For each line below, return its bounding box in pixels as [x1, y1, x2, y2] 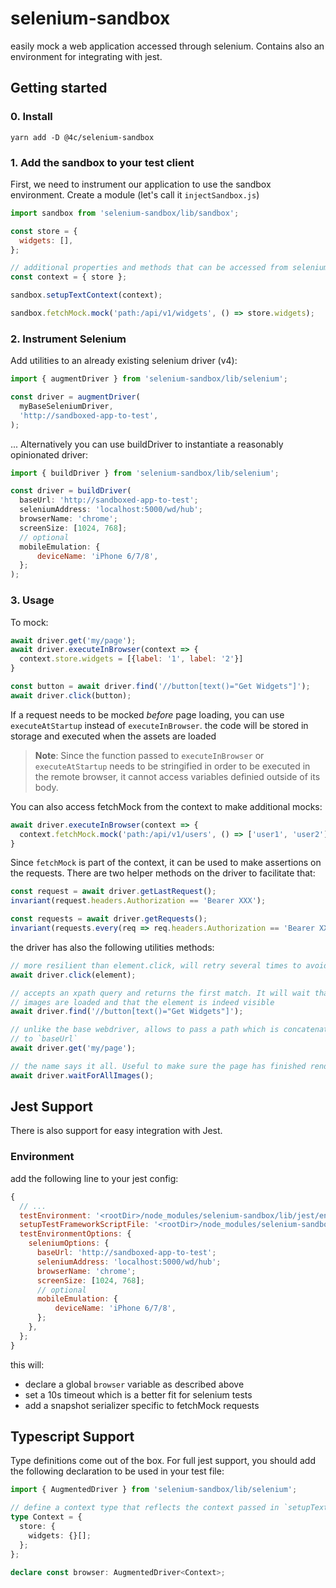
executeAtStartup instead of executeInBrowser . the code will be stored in [10, 719, 309, 731]
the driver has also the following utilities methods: [10, 941, 215, 953]
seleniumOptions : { [28, 1238, 110, 1249]
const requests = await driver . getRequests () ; [10, 914, 208, 924]
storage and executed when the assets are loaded [10, 730, 217, 742]
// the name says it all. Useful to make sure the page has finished [10, 1061, 307, 1071]
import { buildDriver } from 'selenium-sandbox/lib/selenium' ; [10, 468, 280, 478]
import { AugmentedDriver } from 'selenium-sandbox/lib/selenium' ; [10, 1485, 298, 1495]
